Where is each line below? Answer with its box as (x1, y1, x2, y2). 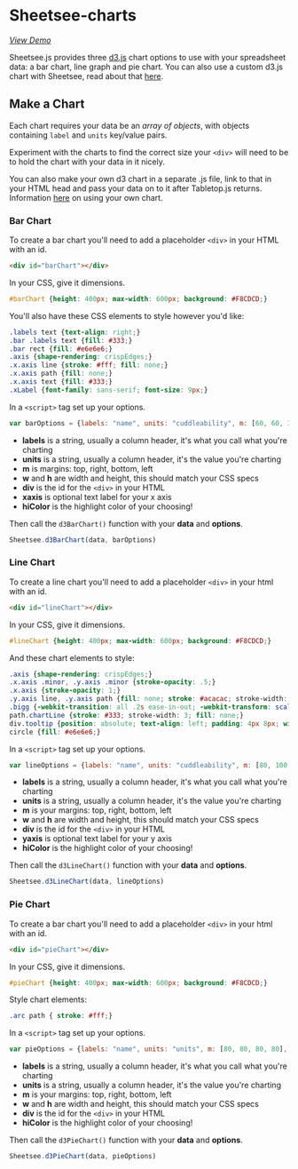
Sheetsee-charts (9, 5, 137, 26)
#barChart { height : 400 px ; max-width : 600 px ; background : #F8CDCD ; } (9, 294, 268, 303)
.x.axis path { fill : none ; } (9, 370, 114, 378)
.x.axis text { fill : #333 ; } (9, 378, 114, 386)
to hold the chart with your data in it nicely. (9, 156, 166, 167)
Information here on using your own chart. (9, 192, 163, 203)
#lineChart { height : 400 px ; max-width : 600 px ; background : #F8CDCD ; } (9, 636, 272, 645)
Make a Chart (9, 97, 85, 112)
